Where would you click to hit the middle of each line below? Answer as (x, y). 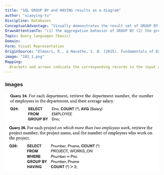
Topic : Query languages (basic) (38, 36)
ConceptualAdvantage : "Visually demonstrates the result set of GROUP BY (82, 26)
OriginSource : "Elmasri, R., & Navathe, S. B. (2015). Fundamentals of (79, 51)
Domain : (13, 41)
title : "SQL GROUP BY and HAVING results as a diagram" (63, 10)
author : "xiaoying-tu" (28, 15)
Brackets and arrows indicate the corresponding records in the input (83, 67)
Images (14, 84)
